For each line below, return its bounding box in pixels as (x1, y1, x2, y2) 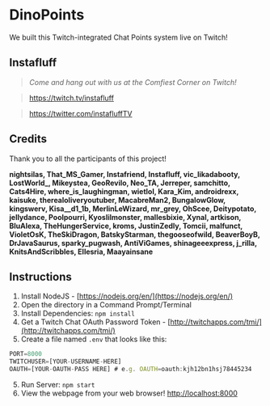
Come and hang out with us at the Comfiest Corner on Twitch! (28, 77, 237, 87)
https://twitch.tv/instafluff (28, 93, 114, 103)
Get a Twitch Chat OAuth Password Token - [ (20, 317, 171, 327)
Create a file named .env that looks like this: (20, 334, 167, 345)
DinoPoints (9, 6, 85, 24)
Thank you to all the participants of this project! (9, 154, 167, 163)
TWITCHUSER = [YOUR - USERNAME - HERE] (9, 357, 122, 366)
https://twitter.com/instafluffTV (28, 108, 133, 118)
